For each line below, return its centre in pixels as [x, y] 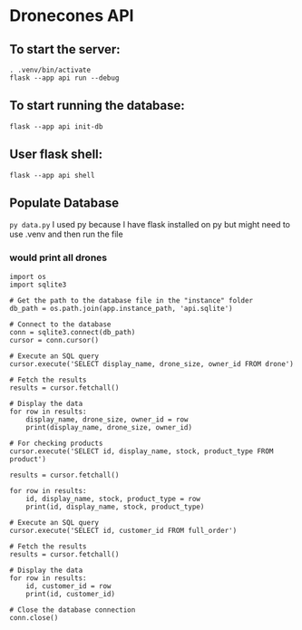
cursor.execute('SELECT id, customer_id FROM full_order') [123, 530]
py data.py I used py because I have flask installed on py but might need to [150, 225]
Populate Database [64, 204]
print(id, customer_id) [71, 594]
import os [28, 276]
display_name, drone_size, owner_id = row [107, 419]
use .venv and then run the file [67, 234]
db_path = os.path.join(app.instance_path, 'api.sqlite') [121, 308]
